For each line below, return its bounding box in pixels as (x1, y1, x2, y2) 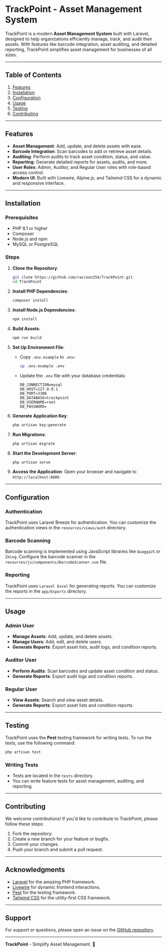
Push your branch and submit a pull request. (12, 846, 103, 852)
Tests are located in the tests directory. (12, 773, 94, 779)
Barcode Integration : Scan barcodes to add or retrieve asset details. (12, 148, 153, 154)
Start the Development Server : (12, 450, 77, 456)
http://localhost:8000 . (12, 474, 61, 480)
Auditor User (5, 656, 37, 663)
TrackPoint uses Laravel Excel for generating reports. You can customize (5, 583, 156, 589)
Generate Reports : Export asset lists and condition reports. (12, 702, 134, 708)
